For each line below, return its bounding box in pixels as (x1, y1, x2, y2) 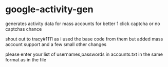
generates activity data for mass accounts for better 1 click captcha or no (5, 20, 160, 27)
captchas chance (5, 26, 42, 32)
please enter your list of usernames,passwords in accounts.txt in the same (5, 51, 163, 57)
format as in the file (5, 56, 47, 62)
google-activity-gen (5, 4, 94, 15)
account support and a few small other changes (5, 41, 107, 47)
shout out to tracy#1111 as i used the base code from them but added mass (5, 36, 163, 42)
